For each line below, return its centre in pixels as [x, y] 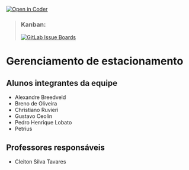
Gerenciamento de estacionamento [95, 61]
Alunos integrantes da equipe [62, 83]
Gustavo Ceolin [33, 116]
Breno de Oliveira [36, 104]
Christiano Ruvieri [36, 110]
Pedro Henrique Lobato [43, 123]
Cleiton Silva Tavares [40, 162]
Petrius [23, 129]
